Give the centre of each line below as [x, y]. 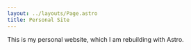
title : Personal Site [39, 20]
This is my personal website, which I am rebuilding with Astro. [95, 39]
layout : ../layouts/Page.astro [52, 13]
